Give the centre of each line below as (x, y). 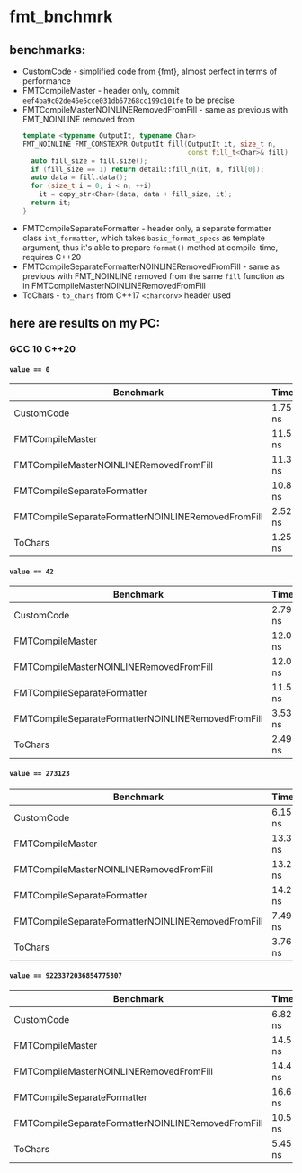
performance (47, 81)
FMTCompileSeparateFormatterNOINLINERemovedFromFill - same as (151, 266)
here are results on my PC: (84, 324)
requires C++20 (52, 257)
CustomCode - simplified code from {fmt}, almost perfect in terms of (150, 71)
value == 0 (30, 370)
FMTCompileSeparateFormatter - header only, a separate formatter (147, 228)
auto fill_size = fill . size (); (89, 161)
